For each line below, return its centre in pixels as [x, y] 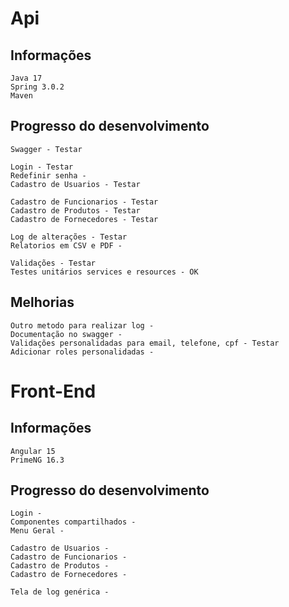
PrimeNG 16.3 [37, 460]
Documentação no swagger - [66, 334]
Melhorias [42, 302]
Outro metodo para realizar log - [82, 325]
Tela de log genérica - [60, 592]
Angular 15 [33, 451]
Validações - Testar [53, 263]
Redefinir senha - [48, 175]
